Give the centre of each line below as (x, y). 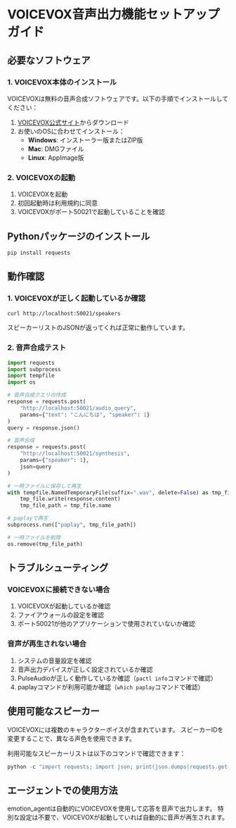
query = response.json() (44, 428)
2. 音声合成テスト (37, 348)
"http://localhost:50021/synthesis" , (75, 454)
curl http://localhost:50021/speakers (64, 313)
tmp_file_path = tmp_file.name (66, 506)
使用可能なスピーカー (53, 711)
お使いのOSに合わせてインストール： (71, 131)
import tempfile (31, 376)
